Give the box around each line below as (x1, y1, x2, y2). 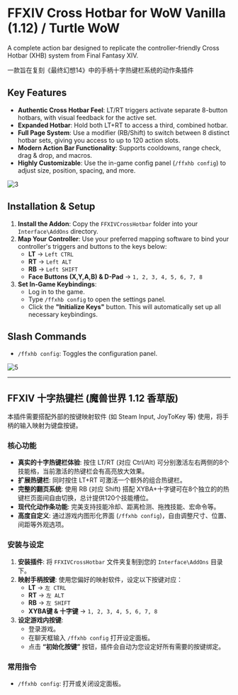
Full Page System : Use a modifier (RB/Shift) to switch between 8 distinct (17, 128, 230, 136)
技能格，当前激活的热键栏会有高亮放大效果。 (17, 467, 149, 475)
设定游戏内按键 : (17, 615, 64, 624)
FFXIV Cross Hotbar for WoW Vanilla (7, 5, 226, 21)
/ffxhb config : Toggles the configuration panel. (17, 350, 158, 358)
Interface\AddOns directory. (17, 227, 99, 235)
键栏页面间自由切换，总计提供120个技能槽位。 (17, 494, 152, 502)
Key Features (7, 87, 67, 99)
